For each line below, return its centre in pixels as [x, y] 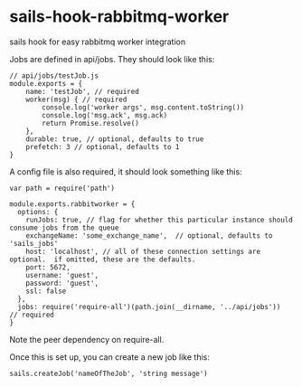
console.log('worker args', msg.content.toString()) [143, 107]
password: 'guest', [62, 283]
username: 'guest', [62, 275]
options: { [38, 212]
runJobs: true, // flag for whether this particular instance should [160, 220]
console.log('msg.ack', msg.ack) [105, 115]
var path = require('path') [62, 188]
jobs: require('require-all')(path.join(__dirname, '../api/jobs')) [149, 307]
